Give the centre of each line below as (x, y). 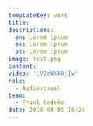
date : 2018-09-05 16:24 (47, 110)
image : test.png (34, 59)
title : (19, 23)
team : (17, 95)
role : (17, 81)
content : (22, 67)
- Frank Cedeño (40, 103)
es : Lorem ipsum (41, 45)
